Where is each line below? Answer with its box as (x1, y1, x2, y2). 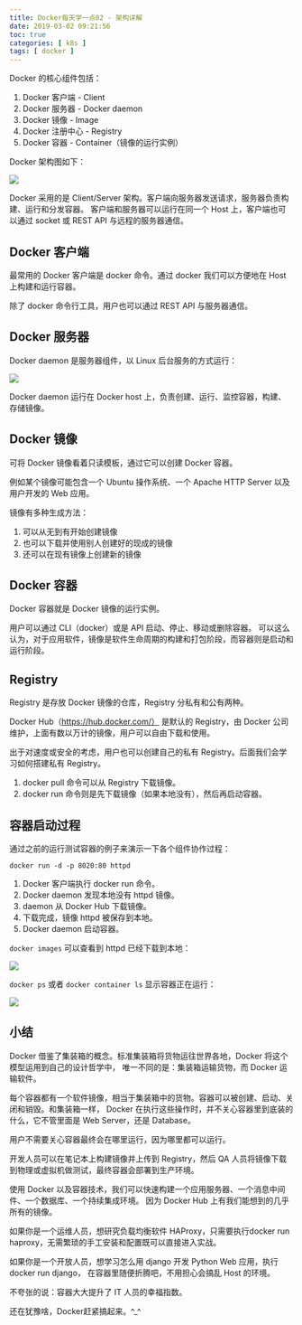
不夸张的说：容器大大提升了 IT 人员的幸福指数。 (9, 1286, 188, 1297)
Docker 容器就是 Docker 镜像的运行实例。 (9, 603, 165, 615)
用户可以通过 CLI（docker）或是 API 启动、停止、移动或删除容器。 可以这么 (9, 623, 290, 634)
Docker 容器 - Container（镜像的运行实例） (22, 137, 183, 148)
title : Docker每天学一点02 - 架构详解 (9, 13, 142, 23)
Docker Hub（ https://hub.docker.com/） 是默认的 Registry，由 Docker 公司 (9, 716, 289, 728)
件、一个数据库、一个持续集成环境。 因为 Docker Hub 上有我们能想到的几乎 (9, 1195, 290, 1206)
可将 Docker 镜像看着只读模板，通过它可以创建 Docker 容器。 (9, 457, 238, 468)
